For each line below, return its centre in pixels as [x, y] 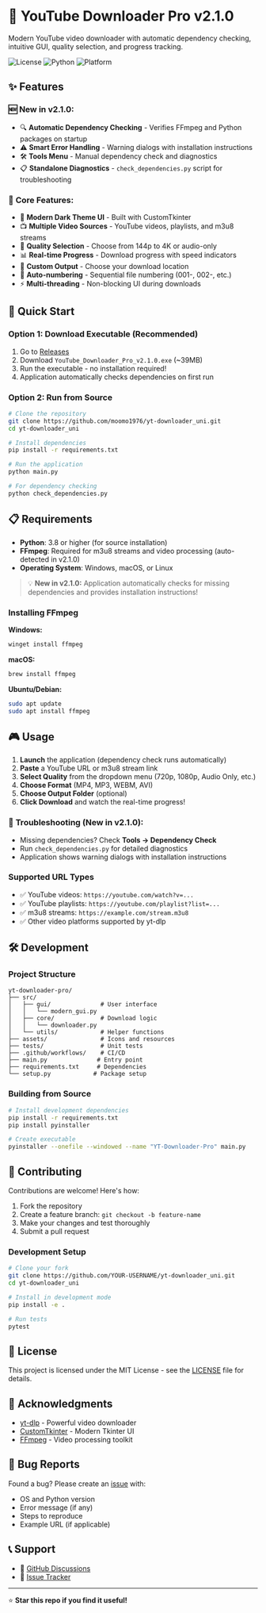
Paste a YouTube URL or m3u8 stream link [89, 768]
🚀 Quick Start [42, 311]
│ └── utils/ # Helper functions [86, 1032]
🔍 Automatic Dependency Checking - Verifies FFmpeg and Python [131, 127]
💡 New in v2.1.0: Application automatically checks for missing [128, 583]
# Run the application [46, 465]
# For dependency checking [53, 486]
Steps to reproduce [51, 1515]
